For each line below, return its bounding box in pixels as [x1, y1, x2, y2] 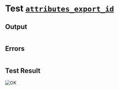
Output [5, 23, 27, 31]
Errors [5, 45, 25, 53]
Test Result [5, 67, 40, 75]
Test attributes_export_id [5, 3, 115, 14]
